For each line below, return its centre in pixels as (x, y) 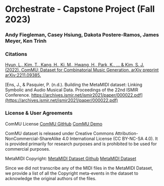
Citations (16, 54)
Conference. (18, 95)
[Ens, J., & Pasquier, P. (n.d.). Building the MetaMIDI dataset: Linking (74, 85)
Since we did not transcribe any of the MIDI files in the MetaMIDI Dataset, (79, 168)
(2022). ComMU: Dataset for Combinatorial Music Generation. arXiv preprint (82, 70)
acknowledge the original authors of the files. (51, 178)
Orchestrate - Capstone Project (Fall (80, 9)
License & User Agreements (39, 113)
